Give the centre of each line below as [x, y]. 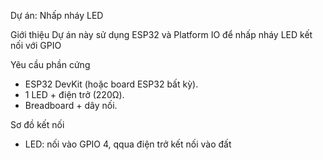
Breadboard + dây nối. [71, 105]
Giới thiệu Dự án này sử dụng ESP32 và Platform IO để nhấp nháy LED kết [161, 34]
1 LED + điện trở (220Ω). [74, 94]
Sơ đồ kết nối [37, 124]
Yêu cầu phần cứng [50, 64]
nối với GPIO [36, 45]
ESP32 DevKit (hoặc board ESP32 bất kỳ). [111, 84]
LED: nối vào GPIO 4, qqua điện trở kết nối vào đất [128, 144]
